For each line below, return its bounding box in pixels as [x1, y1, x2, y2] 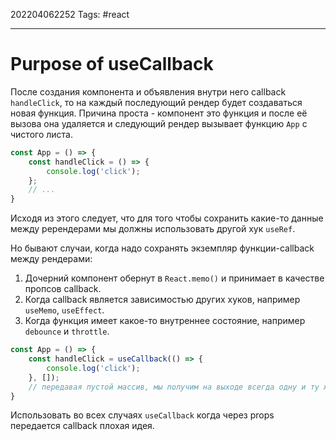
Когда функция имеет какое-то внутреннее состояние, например [24, 315, 306, 327]
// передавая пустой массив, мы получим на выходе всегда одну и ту [28, 382, 320, 392]
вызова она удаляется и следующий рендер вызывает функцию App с [10, 117, 308, 129]
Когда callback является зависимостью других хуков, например [24, 294, 301, 306]
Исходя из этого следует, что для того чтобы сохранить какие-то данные [10, 212, 324, 224]
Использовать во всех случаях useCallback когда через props [10, 409, 275, 421]
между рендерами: [10, 253, 93, 265]
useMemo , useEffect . [24, 304, 105, 316]
